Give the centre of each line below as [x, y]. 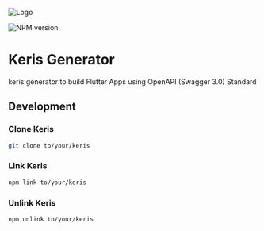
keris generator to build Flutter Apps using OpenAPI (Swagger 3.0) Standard [132, 81]
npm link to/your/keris [48, 183]
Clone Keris [31, 129]
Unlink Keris [32, 202]
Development [42, 107]
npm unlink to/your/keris [51, 219]
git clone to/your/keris [49, 146]
